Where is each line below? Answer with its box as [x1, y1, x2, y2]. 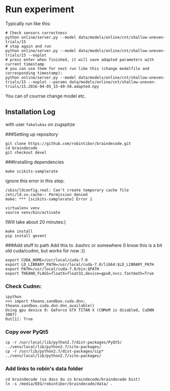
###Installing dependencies [5, 159, 64, 165]
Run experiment [5, 4, 75, 15]
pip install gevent [5, 233, 47, 238]
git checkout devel [5, 150, 47, 155]
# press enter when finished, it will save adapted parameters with [5, 57, 154, 62]
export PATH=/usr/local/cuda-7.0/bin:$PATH [5, 266, 100, 272]
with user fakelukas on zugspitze [5, 121, 75, 127]
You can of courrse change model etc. [5, 93, 86, 99]
